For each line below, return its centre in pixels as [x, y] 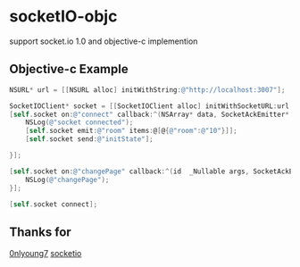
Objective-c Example [69, 69]
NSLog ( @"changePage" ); [67, 179]
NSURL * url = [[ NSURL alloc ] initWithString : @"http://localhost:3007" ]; [147, 90]
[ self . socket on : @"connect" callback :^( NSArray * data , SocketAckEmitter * [150, 114]
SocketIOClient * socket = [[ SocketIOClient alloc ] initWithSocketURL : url [150, 106]
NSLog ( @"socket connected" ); [79, 122]
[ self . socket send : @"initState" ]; [89, 139]
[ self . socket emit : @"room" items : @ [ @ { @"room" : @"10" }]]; [132, 131]
